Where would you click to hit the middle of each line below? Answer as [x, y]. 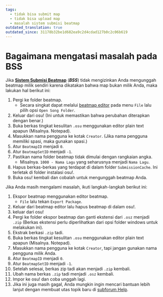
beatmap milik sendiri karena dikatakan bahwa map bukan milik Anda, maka [81, 85]
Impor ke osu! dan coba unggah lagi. [49, 279]
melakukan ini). [28, 227]
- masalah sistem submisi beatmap [45, 23]
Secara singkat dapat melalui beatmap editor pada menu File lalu [86, 105]
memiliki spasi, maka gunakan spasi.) [50, 141]
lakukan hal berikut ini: [28, 90]
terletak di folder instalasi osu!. [43, 172]
